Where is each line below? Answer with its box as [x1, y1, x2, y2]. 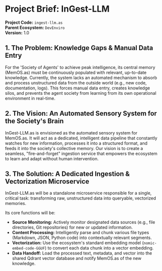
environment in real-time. [5, 95, 56, 101]
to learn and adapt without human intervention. [5, 155, 99, 161]
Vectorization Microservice [5, 177, 90, 186]
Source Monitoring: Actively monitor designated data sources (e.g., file [12, 220, 155, 225]
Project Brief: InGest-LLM [5, 3, 110, 15]
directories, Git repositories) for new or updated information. [12, 224, 133, 230]
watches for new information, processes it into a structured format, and [5, 140, 148, 146]
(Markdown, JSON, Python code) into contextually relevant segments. [12, 235, 152, 241]
